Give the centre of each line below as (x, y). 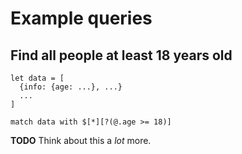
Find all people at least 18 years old (121, 55)
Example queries (81, 18)
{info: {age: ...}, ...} (71, 87)
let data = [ (37, 78)
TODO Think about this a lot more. (81, 140)
